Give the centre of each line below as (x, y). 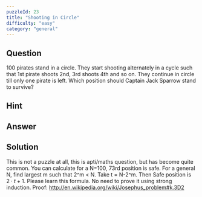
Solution (22, 147)
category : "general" (32, 29)
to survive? (20, 87)
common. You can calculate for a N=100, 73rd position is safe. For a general (101, 168)
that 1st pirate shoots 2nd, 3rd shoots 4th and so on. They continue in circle (100, 74)
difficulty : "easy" (31, 23)
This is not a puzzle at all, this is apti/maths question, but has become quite (100, 161)
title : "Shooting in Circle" (43, 18)
